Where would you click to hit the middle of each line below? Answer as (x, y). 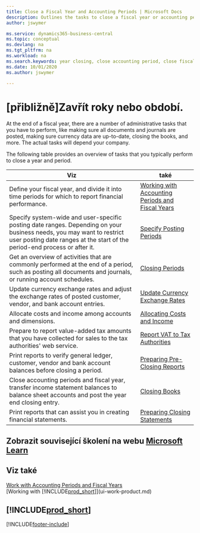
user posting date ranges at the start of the (69, 240)
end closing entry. (34, 402)
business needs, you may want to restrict (66, 232)
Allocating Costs (163, 314)
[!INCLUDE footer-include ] (38, 524)
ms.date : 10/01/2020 (32, 67)
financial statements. (38, 420)
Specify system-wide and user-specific (65, 217)
